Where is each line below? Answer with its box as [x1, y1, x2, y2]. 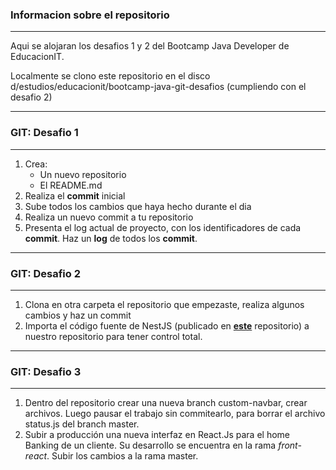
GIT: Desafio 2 [10, 266, 81, 280]
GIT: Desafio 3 [10, 364, 82, 378]
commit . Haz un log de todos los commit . [24, 232, 198, 244]
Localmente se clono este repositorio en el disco [10, 70, 211, 82]
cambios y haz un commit [24, 309, 132, 321]
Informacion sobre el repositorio [10, 8, 170, 22]
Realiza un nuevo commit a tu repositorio [24, 211, 194, 223]
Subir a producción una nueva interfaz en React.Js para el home [24, 429, 291, 441]
